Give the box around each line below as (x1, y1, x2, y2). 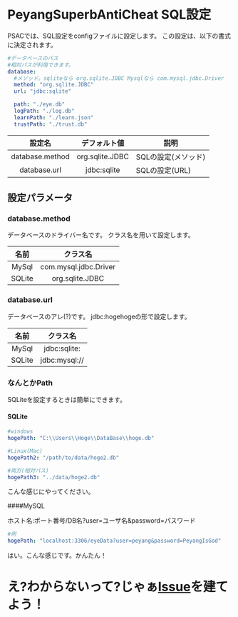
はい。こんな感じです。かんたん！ (7, 551, 107, 560)
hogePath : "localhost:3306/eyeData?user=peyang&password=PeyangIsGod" (7, 537, 222, 545)
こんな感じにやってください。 (7, 487, 95, 496)
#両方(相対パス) (7, 467, 49, 474)
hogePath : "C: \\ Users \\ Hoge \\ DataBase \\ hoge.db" (7, 435, 155, 442)
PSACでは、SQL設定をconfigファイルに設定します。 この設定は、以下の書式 (7, 31, 232, 40)
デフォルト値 (81, 138, 125, 148)
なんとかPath (7, 378, 53, 388)
